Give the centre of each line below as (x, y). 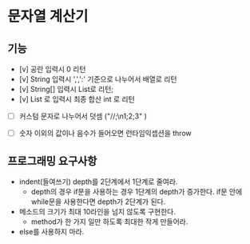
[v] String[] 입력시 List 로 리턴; (66, 89)
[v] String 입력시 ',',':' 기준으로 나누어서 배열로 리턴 (98, 79)
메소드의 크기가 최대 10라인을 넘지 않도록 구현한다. (97, 211)
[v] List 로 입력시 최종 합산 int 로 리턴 (77, 99)
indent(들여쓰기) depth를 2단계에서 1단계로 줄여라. (98, 182)
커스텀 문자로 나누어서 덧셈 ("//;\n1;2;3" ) (83, 116)
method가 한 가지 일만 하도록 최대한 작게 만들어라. (109, 222)
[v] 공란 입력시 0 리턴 (52, 69)
